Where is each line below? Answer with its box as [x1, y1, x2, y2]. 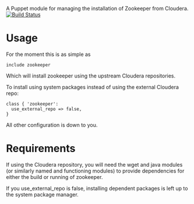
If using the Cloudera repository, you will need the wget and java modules [6, 161, 183, 168]
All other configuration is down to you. [6, 121, 98, 128]
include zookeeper [6, 62, 51, 68]
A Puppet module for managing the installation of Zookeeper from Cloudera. [6, 5, 189, 12]
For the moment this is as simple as [6, 51, 91, 58]
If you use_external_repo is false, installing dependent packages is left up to [6, 185, 188, 192]
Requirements [6, 142, 76, 155]
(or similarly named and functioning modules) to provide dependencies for [6, 167, 185, 174]
